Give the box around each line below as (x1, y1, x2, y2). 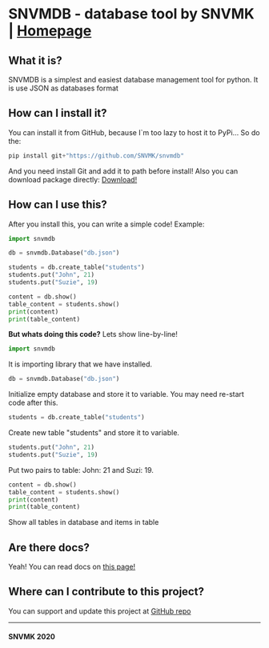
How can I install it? (8, 106, 107, 120)
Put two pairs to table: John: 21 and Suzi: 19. (8, 465, 155, 474)
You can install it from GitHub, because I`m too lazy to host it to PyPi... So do (8, 127, 260, 137)
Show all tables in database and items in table (8, 518, 159, 527)
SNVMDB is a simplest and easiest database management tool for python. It (8, 75, 259, 84)
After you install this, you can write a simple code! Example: (8, 219, 205, 229)
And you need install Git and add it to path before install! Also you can (8, 166, 239, 176)
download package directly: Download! (8, 174, 138, 184)
